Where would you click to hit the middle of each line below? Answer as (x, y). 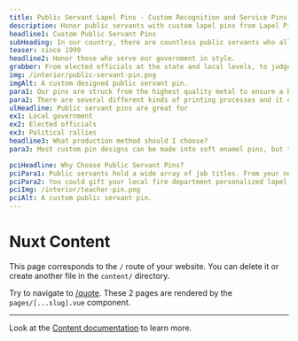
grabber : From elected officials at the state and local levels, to (138, 67)
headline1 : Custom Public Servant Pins (83, 34)
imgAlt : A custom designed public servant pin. (99, 83)
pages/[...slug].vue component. (70, 302)
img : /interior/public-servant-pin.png (83, 75)
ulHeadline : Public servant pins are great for (99, 108)
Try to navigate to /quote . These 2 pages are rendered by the (121, 292)
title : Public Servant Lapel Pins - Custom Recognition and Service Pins (149, 17)
